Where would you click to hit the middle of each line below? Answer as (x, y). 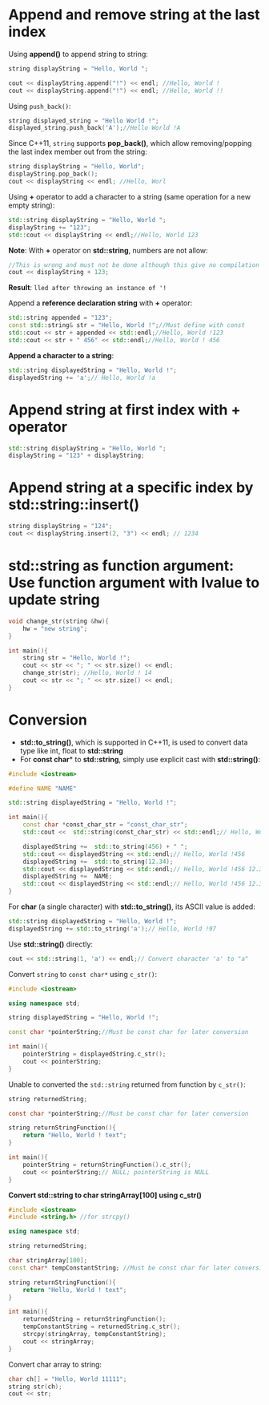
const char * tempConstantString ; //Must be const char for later (119, 1268)
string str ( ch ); (35, 1387)
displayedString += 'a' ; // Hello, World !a (82, 377)
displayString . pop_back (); (53, 174)
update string (54, 600)
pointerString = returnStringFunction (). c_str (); (107, 1165)
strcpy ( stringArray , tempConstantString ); (94, 1334)
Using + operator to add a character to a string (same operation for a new (129, 196)
